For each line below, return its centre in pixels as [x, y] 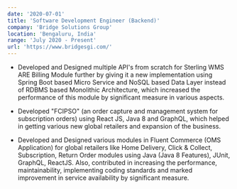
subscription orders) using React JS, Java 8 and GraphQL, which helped [123, 119]
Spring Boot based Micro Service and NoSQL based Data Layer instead [122, 82]
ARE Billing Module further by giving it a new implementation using [115, 75]
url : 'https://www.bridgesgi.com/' [60, 47]
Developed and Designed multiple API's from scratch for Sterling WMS [121, 67]
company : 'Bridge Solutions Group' [60, 27]
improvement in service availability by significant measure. [103, 178]
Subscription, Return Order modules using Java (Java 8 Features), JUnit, [124, 155]
